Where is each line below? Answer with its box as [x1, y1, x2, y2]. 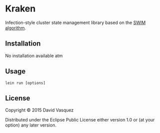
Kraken [5, 3, 36, 14]
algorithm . [5, 24, 26, 30]
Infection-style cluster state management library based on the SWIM [5, 19, 146, 25]
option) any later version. [5, 122, 56, 128]
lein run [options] [5, 80, 46, 85]
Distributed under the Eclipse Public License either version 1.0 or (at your [5, 117, 155, 123]
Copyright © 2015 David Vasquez [5, 107, 74, 113]
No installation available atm [5, 52, 63, 58]
